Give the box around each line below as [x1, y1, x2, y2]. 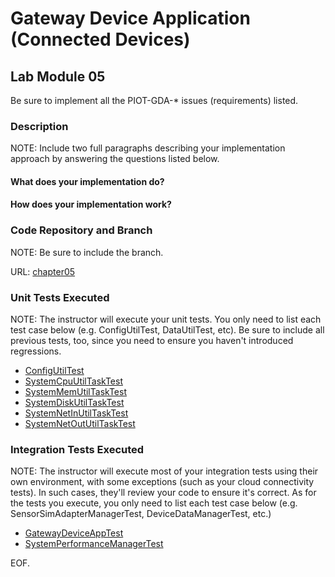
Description [10, 119, 69, 133]
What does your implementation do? [10, 175, 165, 187]
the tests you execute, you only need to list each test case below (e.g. [10, 497, 298, 509]
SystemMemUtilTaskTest [24, 386, 127, 398]
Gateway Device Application [10, 7, 251, 30]
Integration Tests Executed [10, 443, 145, 456]
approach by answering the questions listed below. [10, 153, 220, 165]
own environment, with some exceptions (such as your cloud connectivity [10, 476, 315, 488]
